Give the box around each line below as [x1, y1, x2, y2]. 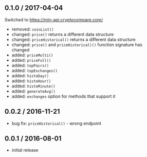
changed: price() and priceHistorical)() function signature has [11, 41, 143, 48]
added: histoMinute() [11, 83, 55, 89]
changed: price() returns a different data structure [11, 31, 114, 37]
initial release [11, 147, 38, 153]
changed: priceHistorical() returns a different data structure [11, 36, 136, 42]
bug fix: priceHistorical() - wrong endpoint [11, 120, 102, 126]
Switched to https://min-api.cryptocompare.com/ [4, 17, 103, 22]
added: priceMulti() [11, 52, 54, 58]
